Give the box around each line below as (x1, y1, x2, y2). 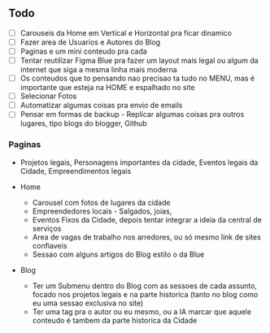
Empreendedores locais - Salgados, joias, (32, 206, 172, 216)
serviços (32, 223, 62, 233)
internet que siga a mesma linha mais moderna (20, 65, 177, 75)
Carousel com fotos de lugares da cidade (32, 197, 171, 207)
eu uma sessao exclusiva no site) (32, 298, 144, 308)
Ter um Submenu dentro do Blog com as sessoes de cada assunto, (32, 280, 258, 291)
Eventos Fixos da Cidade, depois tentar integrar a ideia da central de (32, 214, 262, 224)
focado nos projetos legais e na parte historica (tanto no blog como (32, 289, 259, 299)
